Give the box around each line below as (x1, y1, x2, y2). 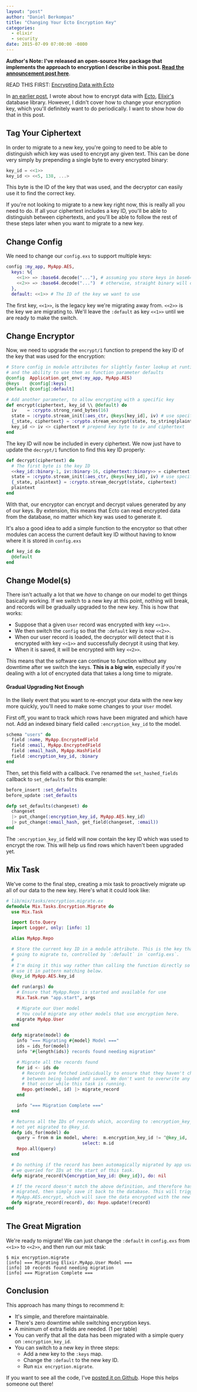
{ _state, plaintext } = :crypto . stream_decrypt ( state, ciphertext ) (11, 479, 177, 485)
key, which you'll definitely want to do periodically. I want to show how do (6, 105, 184, 112)
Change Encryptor (6, 331, 75, 341)
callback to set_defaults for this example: (6, 775, 107, 783)
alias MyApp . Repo (11, 936, 54, 942)
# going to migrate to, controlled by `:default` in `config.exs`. (11, 951, 180, 958)
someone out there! (6, 1380, 54, 1387)
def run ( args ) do (11, 984, 54, 990)
